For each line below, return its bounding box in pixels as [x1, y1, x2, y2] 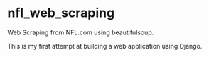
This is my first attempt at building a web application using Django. [7, 42, 203, 50]
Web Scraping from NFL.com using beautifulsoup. [7, 28, 154, 37]
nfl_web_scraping [7, 5, 115, 21]
